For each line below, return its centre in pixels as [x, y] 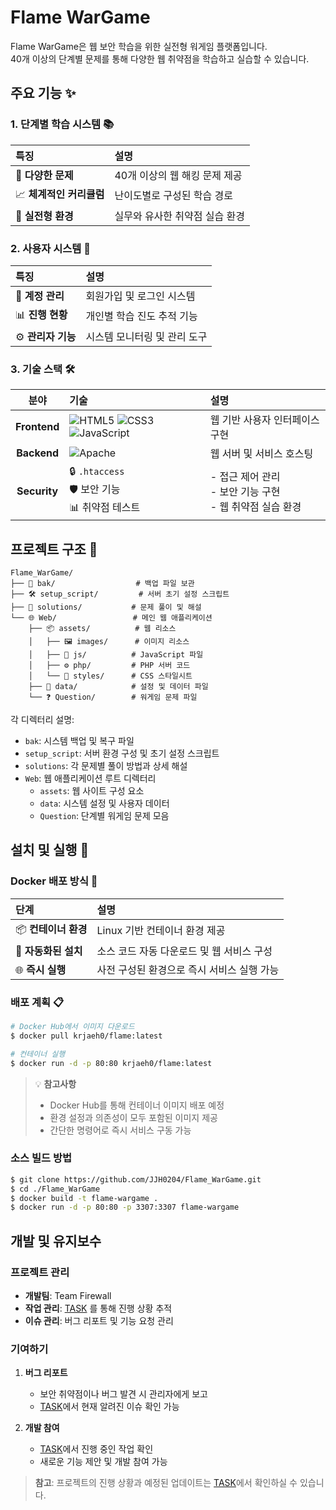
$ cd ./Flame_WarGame [55, 1189]
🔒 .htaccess [97, 471]
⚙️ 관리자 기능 [46, 336]
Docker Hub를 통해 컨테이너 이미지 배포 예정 [137, 1105]
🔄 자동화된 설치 [49, 951]
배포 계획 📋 [37, 1002]
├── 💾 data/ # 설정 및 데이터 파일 [118, 687]
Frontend [37, 427]
